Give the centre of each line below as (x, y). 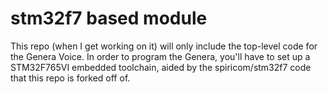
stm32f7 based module (109, 18)
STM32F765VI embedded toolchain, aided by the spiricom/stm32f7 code (161, 67)
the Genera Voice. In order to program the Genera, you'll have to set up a (160, 56)
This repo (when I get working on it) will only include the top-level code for (164, 46)
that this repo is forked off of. (70, 78)
